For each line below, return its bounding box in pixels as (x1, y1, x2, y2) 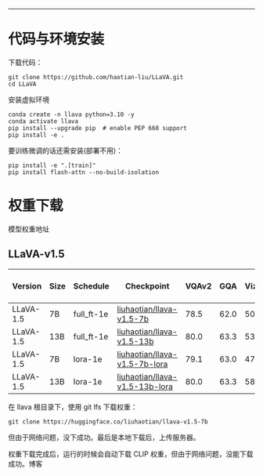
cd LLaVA (8, 80, 37, 88)
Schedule (73, 280, 110, 291)
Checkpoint (124, 280, 170, 291)
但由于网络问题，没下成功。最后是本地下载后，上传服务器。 (8, 432, 200, 441)
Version (12, 280, 42, 291)
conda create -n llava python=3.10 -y (8, 111, 135, 118)
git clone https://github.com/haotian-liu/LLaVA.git (8, 73, 184, 81)
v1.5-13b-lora (117, 381, 174, 392)
